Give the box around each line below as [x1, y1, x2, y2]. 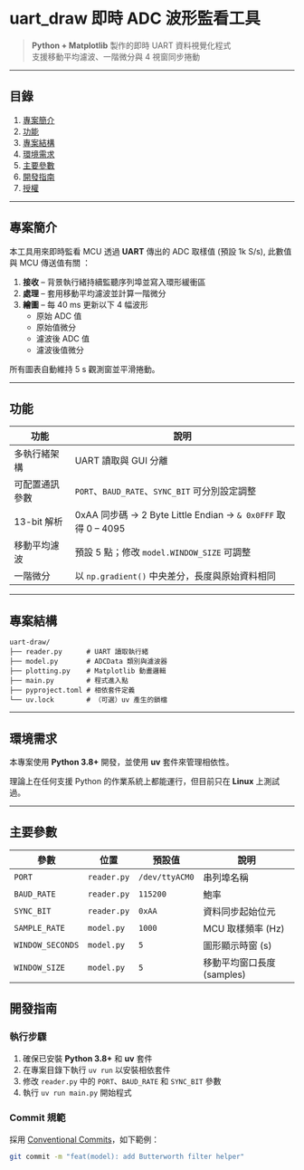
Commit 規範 [9, 1111, 66, 1124]
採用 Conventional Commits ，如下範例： [9, 1134, 160, 1145]
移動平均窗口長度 [203, 956, 276, 969]
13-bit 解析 [14, 515, 63, 528]
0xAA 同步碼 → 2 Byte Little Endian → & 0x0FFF [74, 509, 274, 522]
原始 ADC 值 [35, 310, 82, 321]
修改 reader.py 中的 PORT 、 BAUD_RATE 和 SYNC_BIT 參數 [22, 1075, 222, 1087]
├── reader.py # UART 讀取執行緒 [9, 647, 149, 657]
